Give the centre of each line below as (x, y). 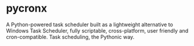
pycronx (27, 8)
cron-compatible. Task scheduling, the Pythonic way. (70, 37)
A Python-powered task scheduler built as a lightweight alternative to (90, 24)
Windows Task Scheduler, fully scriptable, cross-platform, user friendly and (97, 30)
